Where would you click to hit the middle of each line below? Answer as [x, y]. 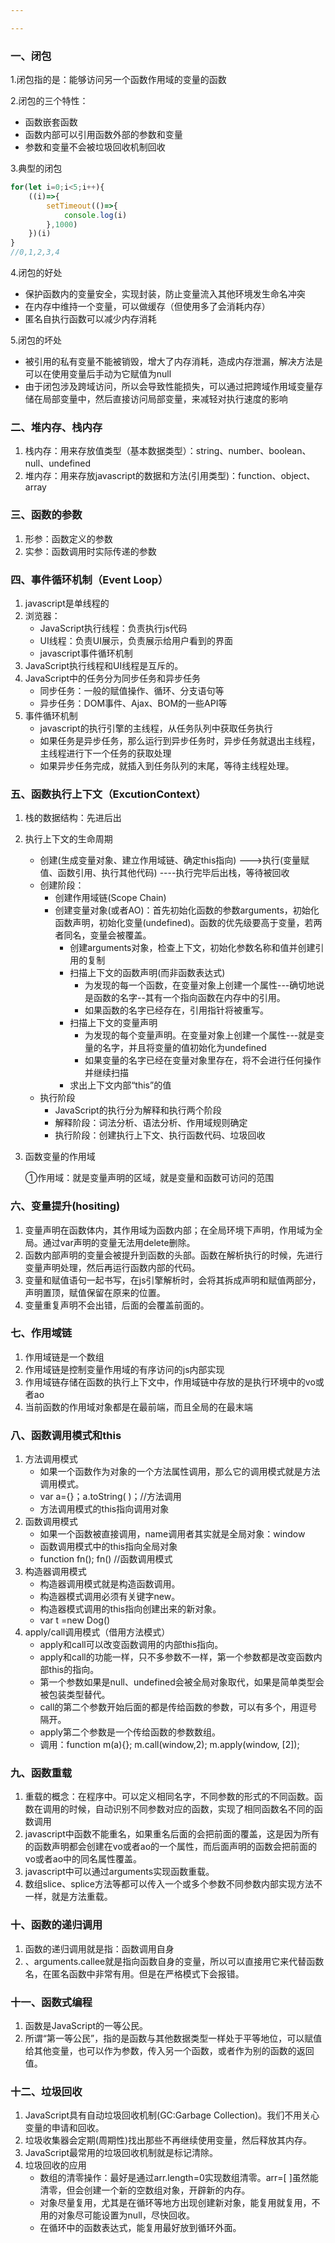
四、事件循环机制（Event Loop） [89, 579]
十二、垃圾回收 [46, 2091]
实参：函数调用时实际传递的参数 [90, 551]
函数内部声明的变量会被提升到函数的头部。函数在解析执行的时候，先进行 [173, 1255]
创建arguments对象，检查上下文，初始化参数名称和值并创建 [192, 948]
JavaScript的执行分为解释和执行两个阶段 [138, 1110]
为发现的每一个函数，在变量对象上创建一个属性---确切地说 [204, 985]
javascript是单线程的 [67, 603]
